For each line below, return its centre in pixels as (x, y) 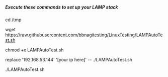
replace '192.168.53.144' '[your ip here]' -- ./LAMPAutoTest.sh (69, 59)
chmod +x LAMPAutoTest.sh (34, 50)
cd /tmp (13, 20)
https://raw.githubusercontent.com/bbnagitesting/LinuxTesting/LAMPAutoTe (84, 35)
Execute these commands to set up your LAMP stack (62, 7)
